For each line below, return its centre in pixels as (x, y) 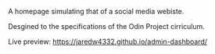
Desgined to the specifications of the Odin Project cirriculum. (107, 26)
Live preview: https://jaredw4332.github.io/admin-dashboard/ (108, 41)
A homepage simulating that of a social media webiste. (96, 11)
